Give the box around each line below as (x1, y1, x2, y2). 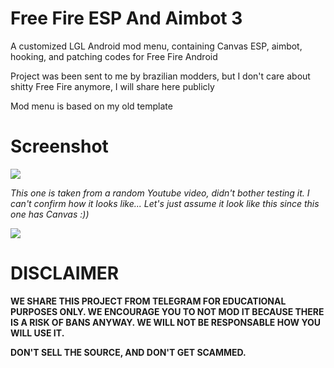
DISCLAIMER (10, 262, 120, 285)
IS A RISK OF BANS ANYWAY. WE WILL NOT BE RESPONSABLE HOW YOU (10, 316, 322, 328)
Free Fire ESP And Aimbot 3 (10, 7, 243, 30)
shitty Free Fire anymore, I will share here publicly (10, 80, 215, 92)
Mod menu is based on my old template (10, 100, 173, 112)
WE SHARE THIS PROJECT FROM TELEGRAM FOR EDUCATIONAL (10, 295, 287, 307)
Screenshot (10, 135, 109, 158)
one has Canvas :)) (10, 208, 90, 220)
